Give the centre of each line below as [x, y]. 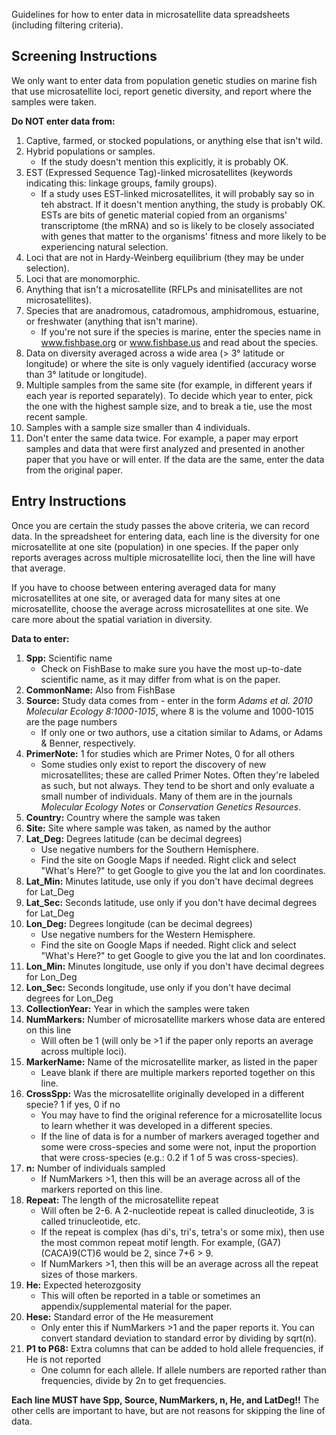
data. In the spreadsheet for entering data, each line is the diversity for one [165, 536]
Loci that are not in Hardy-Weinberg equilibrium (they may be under [165, 257]
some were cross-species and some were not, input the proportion [178, 1146]
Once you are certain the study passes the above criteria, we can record [160, 525]
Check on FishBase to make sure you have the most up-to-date [171, 668]
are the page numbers [71, 721]
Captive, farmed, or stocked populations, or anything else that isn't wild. [174, 140]
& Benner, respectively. [88, 743]
